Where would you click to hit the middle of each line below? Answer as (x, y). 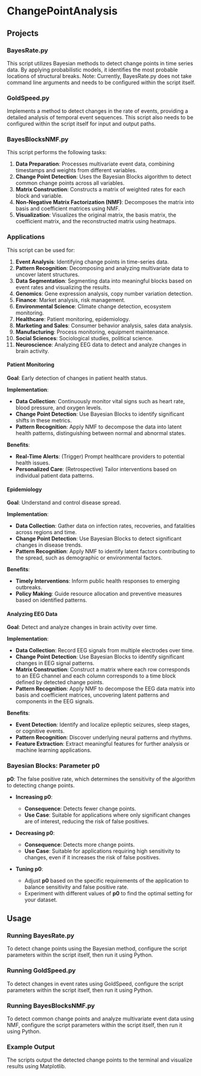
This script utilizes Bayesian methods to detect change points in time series (100, 63)
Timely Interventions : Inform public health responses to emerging (97, 581)
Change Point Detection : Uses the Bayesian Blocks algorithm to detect (103, 177)
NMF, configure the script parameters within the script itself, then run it (94, 1025)
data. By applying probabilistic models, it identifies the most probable (92, 70)
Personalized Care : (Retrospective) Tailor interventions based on (96, 469)
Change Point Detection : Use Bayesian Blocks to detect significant (98, 539)
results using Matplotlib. (37, 1066)
